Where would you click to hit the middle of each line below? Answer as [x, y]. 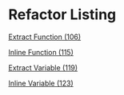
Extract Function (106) [45, 37]
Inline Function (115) [41, 52]
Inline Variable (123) [41, 83]
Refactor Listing [62, 15]
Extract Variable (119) [43, 67]
